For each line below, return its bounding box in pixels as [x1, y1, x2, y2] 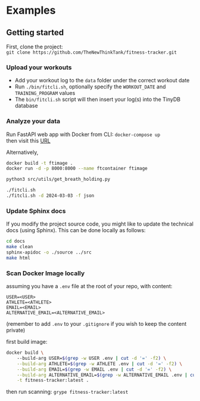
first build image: [6, 338, 48, 346]
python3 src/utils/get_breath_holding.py [6, 177, 111, 183]
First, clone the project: [6, 43, 64, 50]
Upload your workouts [6, 63, 72, 72]
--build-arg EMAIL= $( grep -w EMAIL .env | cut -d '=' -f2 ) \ [17, 366, 172, 372]
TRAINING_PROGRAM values [14, 90, 76, 97]
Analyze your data [6, 117, 61, 125]
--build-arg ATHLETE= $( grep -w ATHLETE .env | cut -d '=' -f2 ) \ [17, 360, 183, 367]
